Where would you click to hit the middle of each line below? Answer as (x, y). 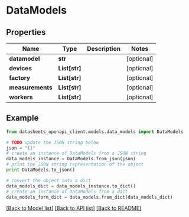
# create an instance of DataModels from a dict (67, 192)
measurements (31, 88)
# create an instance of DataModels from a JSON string (76, 153)
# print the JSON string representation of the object (75, 164)
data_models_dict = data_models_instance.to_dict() (71, 186)
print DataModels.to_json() (41, 170)
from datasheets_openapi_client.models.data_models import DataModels (95, 132)
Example (22, 118)
